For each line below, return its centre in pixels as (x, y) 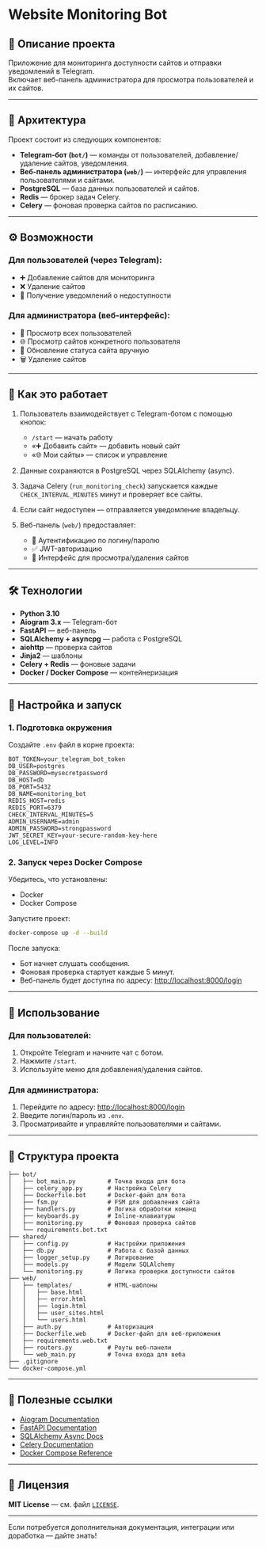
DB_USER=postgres (37, 766)
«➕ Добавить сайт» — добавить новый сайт (106, 446)
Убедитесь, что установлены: (58, 880)
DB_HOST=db (26, 780)
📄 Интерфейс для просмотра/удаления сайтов (110, 557)
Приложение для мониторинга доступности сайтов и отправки (115, 63)
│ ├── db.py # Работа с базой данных (99, 1251)
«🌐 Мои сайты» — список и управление (99, 455)
